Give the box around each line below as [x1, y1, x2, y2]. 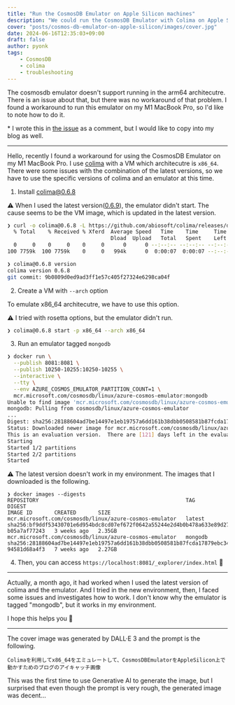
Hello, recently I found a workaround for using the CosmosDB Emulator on [7, 151, 221, 160]
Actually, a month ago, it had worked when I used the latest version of [7, 578, 208, 587]
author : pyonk [7, 43, 49, 50]
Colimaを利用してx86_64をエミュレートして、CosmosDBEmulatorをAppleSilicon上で [7, 657, 226, 664]
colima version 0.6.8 [7, 267, 71, 274]
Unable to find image [7, 398, 71, 406]
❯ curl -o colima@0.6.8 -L [7, 222, 86, 229]
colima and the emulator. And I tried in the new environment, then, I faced [7, 586, 219, 594]
